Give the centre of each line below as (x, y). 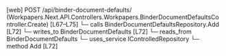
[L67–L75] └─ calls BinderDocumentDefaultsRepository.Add (135, 24)
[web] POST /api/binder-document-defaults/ (69, 10)
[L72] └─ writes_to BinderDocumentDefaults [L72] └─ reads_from (99, 31)
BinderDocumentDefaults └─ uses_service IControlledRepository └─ (103, 39)
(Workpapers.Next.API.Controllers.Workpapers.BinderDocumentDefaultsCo (113, 17)
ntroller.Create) (28, 24)
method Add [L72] (32, 46)
